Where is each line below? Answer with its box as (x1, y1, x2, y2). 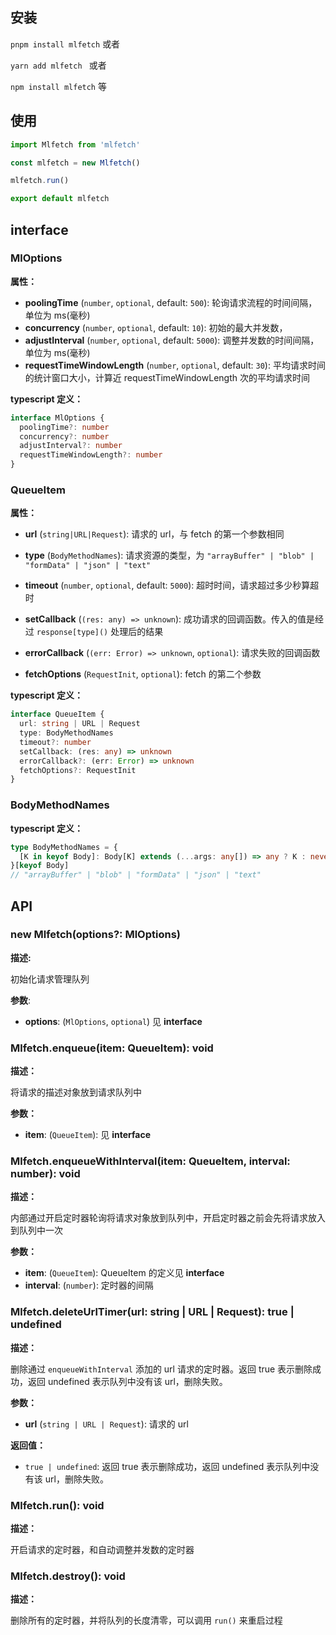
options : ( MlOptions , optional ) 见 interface (24, 1015, 203, 1027)
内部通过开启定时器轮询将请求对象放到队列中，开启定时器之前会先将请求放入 (10, 1212, 326, 1224)
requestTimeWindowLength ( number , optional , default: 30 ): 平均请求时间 (24, 359, 326, 371)
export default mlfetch (10, 194, 110, 204)
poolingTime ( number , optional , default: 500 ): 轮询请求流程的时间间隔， (24, 296, 318, 308)
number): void (10, 1167, 81, 1181)
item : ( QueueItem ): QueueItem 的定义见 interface (24, 1267, 225, 1279)
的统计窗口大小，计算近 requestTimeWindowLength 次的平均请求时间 (24, 371, 310, 383)
